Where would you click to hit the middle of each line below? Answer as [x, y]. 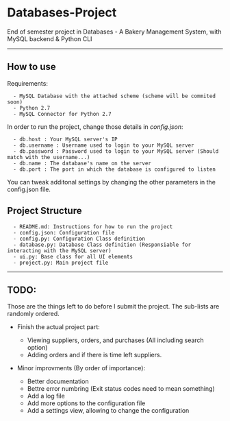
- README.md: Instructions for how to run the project [93, 227]
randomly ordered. [33, 314]
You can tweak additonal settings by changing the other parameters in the [111, 182]
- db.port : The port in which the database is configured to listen [114, 169]
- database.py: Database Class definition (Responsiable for [102, 245]
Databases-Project [62, 13]
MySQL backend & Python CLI [50, 38]
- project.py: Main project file [61, 263]
